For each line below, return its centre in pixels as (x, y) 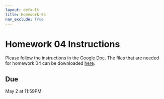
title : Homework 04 (26, 15)
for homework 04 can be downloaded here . (50, 63)
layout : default (22, 10)
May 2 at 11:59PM (23, 91)
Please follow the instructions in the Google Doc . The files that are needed (82, 58)
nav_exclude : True (24, 19)
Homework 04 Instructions (63, 44)
